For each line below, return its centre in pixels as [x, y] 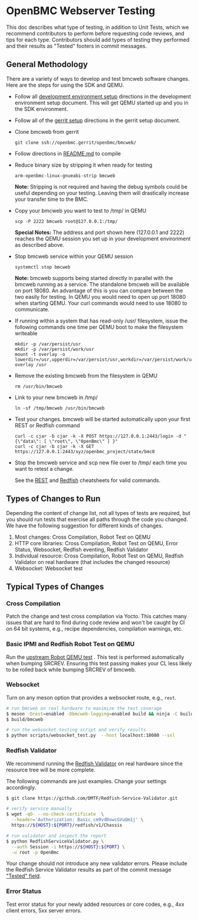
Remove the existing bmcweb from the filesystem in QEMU [86, 375]
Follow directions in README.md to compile [67, 153]
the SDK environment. [41, 109]
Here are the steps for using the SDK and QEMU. [65, 85]
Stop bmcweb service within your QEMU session [74, 256]
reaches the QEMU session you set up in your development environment [103, 238]
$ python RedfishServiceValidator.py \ [55, 841]
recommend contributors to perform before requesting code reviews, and [95, 33]
